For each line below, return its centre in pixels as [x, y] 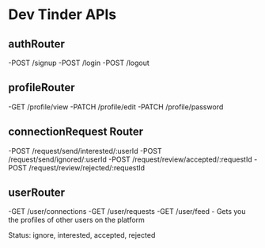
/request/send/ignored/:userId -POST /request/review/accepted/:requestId [131, 159]
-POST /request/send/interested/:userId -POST [85, 151]
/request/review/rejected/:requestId [87, 167]
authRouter [37, 44]
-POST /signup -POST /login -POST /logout [79, 63]
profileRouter [42, 88]
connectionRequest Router [76, 132]
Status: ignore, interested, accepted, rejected [82, 235]
